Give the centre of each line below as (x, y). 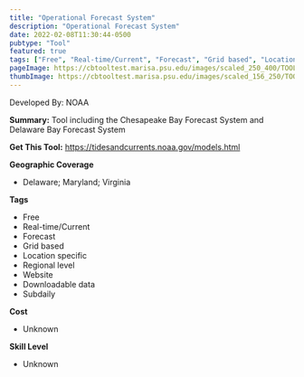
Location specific (55, 255)
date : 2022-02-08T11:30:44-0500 (70, 34)
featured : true (38, 52)
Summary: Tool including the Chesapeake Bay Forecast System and (137, 119)
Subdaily (39, 294)
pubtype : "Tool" (40, 43)
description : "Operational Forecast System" (95, 26)
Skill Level (29, 346)
